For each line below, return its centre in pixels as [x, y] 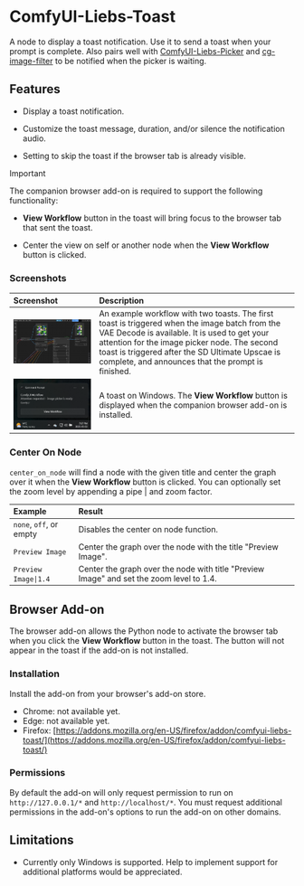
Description [122, 300]
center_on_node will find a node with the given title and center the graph [143, 472]
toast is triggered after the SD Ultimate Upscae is [190, 352]
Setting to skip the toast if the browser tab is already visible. [134, 156]
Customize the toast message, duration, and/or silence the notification [153, 128]
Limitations [42, 840]
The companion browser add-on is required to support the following [136, 191]
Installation [35, 674]
